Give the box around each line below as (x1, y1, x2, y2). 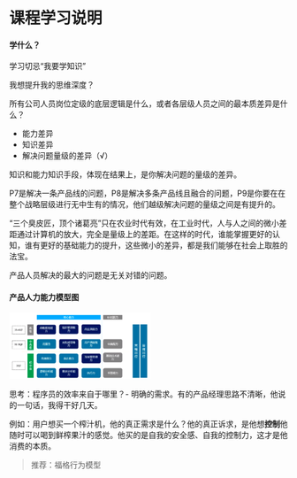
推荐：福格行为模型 (30, 459, 102, 470)
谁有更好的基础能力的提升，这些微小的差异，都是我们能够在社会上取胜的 (24, 240, 288, 251)
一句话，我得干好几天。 (16, 400, 103, 411)
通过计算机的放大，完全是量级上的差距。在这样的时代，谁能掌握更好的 (16, 229, 272, 240)
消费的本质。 (9, 441, 56, 451)
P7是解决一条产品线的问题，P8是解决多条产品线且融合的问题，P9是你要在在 (9, 188, 286, 199)
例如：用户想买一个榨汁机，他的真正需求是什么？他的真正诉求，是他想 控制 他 (9, 419, 288, 429)
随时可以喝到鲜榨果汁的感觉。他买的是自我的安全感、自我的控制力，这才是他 (9, 430, 288, 441)
